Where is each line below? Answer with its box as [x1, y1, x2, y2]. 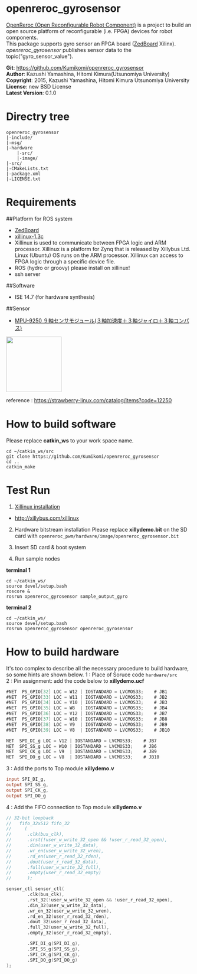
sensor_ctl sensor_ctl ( [6, 886, 65, 892]
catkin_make [6, 464, 35, 470]
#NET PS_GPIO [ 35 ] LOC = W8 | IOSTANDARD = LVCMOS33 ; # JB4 [6, 705, 168, 711]
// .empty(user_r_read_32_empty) [6, 870, 101, 876]
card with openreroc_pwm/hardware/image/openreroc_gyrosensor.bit [14, 532, 179, 539]
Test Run [6, 483, 50, 497]
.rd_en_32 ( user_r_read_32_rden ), [27, 913, 110, 920]
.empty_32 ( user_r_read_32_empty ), [27, 930, 112, 936]
